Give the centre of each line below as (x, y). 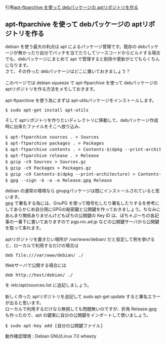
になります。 (18, 65)
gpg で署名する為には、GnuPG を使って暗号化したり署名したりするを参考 (80, 203)
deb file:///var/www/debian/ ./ (44, 255)
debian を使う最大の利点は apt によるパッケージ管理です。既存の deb (75, 47)
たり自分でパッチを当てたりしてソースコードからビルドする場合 (96, 52)
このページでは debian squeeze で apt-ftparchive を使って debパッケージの (82, 83)
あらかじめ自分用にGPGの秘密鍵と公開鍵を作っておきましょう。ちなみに (87, 209)
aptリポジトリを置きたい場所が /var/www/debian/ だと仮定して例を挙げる (80, 239)
